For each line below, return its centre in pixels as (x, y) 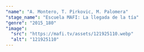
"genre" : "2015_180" (31, 23)
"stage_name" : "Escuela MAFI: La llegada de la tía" (72, 17)
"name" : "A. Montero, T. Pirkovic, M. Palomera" (67, 12)
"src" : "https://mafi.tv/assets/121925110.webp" (72, 34)
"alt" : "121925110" (35, 39)
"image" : (16, 28)
